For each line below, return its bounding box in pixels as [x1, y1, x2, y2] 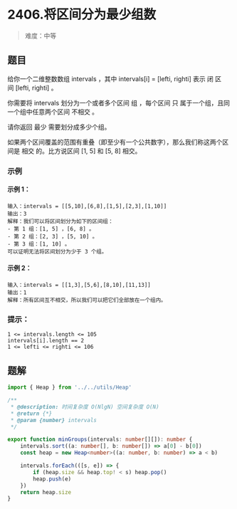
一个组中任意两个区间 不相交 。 [7, 107, 98, 116]
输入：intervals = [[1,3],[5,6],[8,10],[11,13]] [7, 282, 152, 289]
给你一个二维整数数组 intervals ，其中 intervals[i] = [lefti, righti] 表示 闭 [7, 74, 214, 83]
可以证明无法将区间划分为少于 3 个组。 [7, 248, 107, 255]
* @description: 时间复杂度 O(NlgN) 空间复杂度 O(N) [10, 403, 159, 410]
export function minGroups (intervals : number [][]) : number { [7, 436, 193, 444]
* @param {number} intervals [10, 416, 98, 424]
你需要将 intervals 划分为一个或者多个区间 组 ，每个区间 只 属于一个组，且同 [7, 98, 230, 107]
